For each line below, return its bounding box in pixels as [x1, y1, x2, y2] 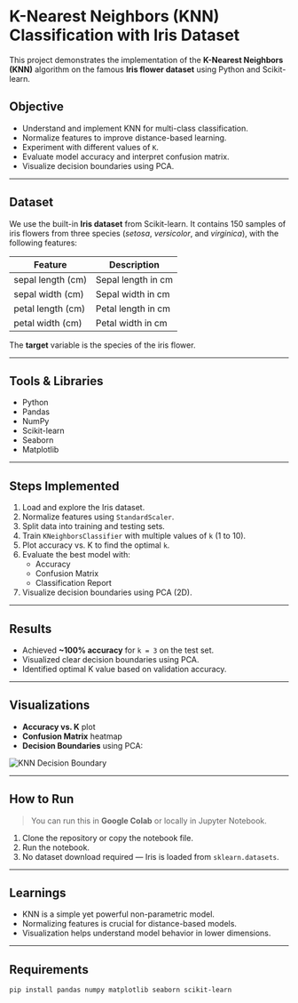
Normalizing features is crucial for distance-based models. [21, 919, 238, 929]
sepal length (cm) [13, 273, 87, 285]
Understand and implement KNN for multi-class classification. [21, 123, 248, 133]
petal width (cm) [13, 317, 82, 329]
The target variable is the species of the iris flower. [9, 340, 196, 350]
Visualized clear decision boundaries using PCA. [21, 654, 200, 664]
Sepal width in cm [96, 287, 170, 300]
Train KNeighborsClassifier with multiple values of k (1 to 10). [21, 531, 247, 542]
